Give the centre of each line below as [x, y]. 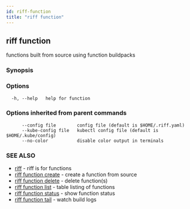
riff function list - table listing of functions [65, 187]
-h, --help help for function [51, 98]
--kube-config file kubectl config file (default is [90, 130]
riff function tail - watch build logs [55, 200]
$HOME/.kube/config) [31, 135]
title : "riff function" [35, 17]
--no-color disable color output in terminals [93, 141]
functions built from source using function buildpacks [71, 55]
